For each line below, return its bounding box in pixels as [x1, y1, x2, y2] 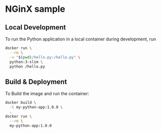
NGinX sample [5, 3, 66, 15]
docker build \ [5, 100, 37, 105]
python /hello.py [9, 64, 45, 69]
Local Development [5, 23, 66, 32]
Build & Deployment [5, 77, 67, 86]
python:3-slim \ [9, 59, 43, 65]
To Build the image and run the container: [5, 91, 89, 97]
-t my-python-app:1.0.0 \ [9, 105, 63, 110]
